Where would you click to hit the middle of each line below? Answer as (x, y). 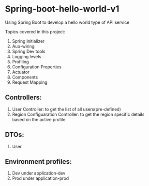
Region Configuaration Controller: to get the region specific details (78, 114)
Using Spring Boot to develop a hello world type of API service (67, 22)
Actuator (21, 72)
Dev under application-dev (39, 173)
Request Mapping (30, 82)
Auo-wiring (23, 46)
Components (25, 77)
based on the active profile (39, 119)
